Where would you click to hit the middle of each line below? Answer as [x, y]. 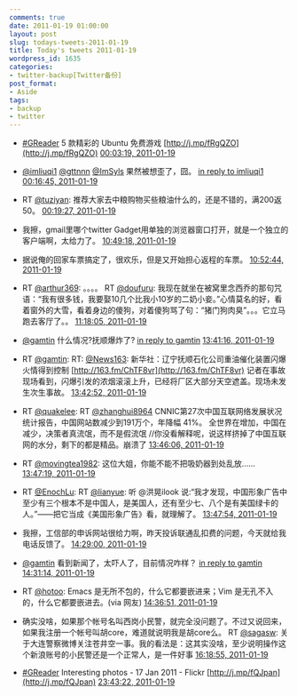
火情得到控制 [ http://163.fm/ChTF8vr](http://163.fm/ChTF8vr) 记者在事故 [154, 371]
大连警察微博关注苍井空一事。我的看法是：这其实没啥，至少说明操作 [154, 644]
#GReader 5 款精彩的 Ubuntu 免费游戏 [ [94, 143]
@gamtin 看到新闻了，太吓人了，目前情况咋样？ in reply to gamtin [142, 563]
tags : [19, 100]
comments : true [37, 17]
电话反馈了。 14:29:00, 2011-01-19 [84, 544]
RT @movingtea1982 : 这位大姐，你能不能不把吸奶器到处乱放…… [138, 464]
